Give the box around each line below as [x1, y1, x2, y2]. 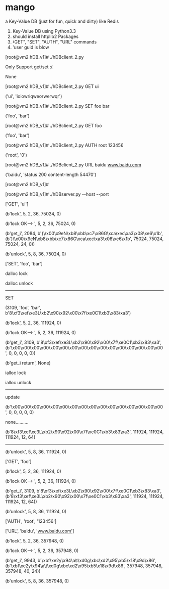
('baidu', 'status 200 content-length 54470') [5, 171, 97, 177]
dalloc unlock [5, 280, 33, 286]
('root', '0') [5, 152, 28, 158]
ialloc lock [5, 370, 26, 376]
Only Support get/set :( [5, 64, 53, 70]
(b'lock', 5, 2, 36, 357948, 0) [5, 537, 64, 543]
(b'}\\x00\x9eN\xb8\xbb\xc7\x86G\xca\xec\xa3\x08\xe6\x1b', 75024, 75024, [5, 236, 164, 242]
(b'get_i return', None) [5, 359, 51, 366]
